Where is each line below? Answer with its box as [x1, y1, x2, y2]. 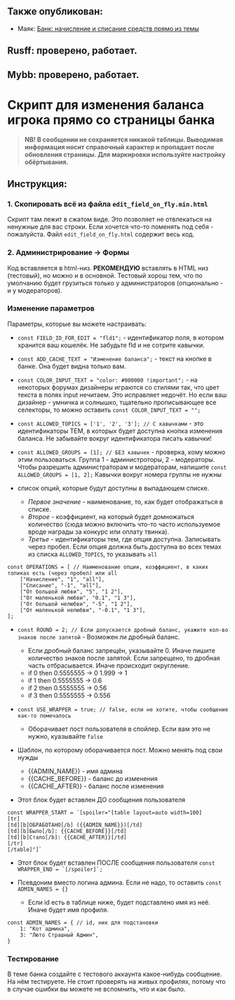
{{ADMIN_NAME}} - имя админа [27, 767, 123, 775]
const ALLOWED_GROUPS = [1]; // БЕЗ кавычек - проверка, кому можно [17, 447, 226, 456]
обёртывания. [24, 158, 69, 166]
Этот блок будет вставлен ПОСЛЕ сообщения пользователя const [17, 858, 215, 867]
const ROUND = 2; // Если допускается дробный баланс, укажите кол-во [17, 626, 229, 633]
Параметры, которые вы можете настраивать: [7, 320, 147, 328]
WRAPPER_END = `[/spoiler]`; [17, 865, 103, 873]
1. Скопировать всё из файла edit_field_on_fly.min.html [7, 199, 208, 208]
